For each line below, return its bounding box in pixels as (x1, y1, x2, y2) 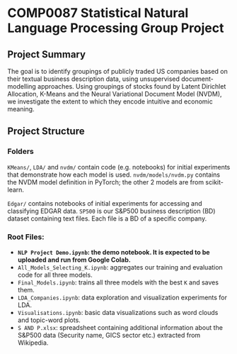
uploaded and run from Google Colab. (17, 255, 131, 264)
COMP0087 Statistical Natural (7, 5, 189, 21)
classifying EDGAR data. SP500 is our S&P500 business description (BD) (7, 206, 216, 215)
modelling (7, 82, 37, 90)
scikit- (204, 177, 224, 186)
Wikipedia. (17, 338, 49, 347)
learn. (7, 185, 25, 194)
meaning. (7, 105, 35, 113)
